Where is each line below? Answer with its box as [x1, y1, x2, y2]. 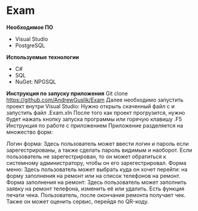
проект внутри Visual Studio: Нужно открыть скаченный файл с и [6, 102, 175, 109]
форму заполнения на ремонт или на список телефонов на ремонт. [6, 172, 180, 179]
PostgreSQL [15, 42, 45, 49]
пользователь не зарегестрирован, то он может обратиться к [6, 152, 167, 160]
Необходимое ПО [6, 24, 53, 31]
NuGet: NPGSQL [15, 78, 56, 85]
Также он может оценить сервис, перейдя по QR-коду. [6, 198, 149, 205]
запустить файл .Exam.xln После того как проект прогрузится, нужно [6, 109, 186, 116]
